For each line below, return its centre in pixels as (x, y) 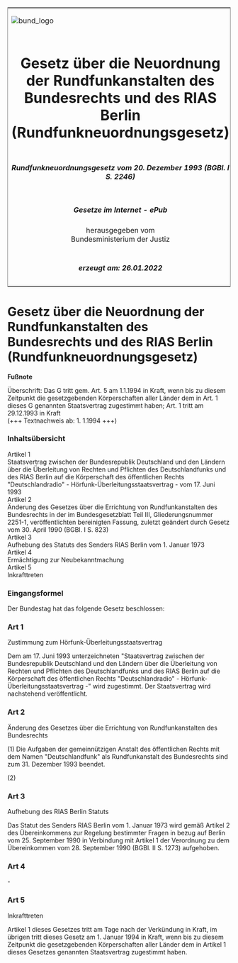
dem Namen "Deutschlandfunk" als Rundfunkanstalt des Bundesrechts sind (118, 756)
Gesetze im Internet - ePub (120, 210)
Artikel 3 (19, 537)
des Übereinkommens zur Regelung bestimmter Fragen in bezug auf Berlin (116, 833)
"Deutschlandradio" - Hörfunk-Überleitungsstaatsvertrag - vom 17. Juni (111, 484)
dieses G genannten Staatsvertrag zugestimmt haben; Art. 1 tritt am (106, 405)
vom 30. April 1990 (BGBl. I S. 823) (58, 529)
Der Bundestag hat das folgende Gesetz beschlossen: (86, 608)
